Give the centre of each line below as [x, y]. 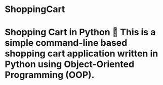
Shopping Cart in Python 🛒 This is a [80, 32]
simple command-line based [66, 43]
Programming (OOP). [50, 75]
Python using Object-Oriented [70, 64]
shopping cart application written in [81, 54]
